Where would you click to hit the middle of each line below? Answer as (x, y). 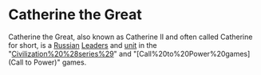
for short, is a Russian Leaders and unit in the (83, 45)
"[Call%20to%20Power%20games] (192, 53)
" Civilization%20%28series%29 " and (70, 53)
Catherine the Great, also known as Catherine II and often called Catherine (130, 37)
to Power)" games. (56, 62)
